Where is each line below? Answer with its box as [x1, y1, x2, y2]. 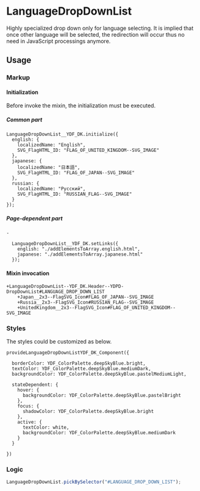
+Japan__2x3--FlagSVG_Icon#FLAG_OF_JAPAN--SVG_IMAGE [17, 294, 154, 300]
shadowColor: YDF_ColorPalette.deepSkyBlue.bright [22, 408, 154, 414]
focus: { [17, 403, 40, 409]
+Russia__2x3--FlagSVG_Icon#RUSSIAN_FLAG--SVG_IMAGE [17, 299, 154, 306]
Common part [6, 116, 43, 123]
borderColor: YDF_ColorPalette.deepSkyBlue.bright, [12, 360, 146, 367]
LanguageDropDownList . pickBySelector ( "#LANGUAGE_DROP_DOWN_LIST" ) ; [6, 479, 182, 486]
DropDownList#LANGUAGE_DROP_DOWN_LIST [6, 289, 105, 295]
